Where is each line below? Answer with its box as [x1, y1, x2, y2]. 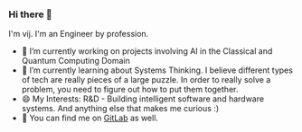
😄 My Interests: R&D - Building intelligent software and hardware [21, 93, 264, 104]
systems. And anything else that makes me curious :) [21, 103, 219, 114]
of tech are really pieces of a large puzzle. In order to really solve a [21, 75, 271, 85]
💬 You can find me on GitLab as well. [21, 112, 159, 124]
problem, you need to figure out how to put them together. [21, 84, 239, 95]
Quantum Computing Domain [21, 56, 130, 66]
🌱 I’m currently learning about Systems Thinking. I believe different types [21, 65, 293, 75]
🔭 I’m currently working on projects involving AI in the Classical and [21, 46, 273, 57]
